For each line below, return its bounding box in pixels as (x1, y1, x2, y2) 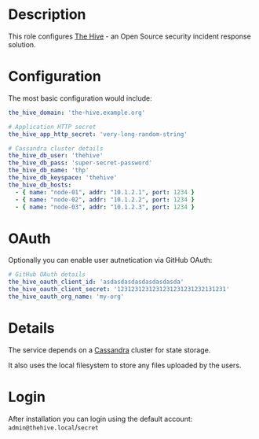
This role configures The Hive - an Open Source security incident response (8, 31, 251, 41)
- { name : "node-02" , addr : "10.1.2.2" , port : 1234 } (15, 195, 195, 204)
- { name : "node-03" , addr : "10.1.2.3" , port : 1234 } (15, 203, 195, 211)
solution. (8, 39, 37, 49)
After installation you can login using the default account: (8, 414, 193, 423)
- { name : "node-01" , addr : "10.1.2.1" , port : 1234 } (15, 188, 195, 196)
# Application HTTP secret (8, 123, 97, 131)
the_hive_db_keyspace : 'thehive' (8, 174, 118, 182)
